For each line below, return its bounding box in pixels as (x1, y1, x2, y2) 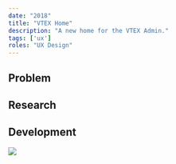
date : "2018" (8, 11, 52, 20)
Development (8, 126, 77, 139)
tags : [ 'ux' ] (8, 34, 52, 42)
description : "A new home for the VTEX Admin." (8, 26, 170, 34)
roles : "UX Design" (8, 42, 73, 50)
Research (8, 98, 57, 112)
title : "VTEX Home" (8, 19, 73, 27)
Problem (8, 71, 52, 85)
